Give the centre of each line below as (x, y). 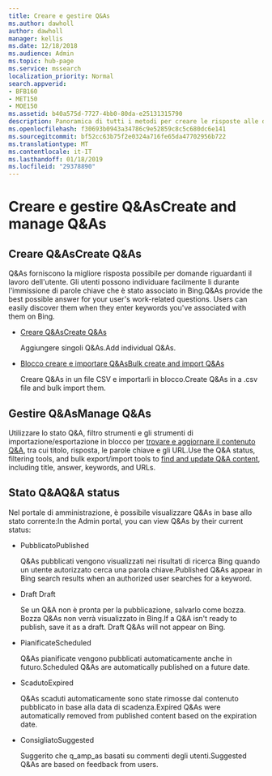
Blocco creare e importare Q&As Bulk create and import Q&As (122, 364)
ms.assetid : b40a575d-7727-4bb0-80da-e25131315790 (96, 114)
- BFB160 (23, 91)
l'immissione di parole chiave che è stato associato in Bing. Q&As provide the (136, 291)
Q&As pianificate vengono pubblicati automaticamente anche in (126, 658)
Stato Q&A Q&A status (64, 493)
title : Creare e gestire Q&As (59, 16)
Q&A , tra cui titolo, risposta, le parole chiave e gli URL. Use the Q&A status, (132, 450)
